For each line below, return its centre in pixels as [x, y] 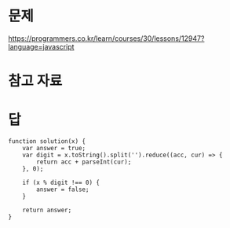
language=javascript [41, 46]
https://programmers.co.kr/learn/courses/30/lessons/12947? [106, 38]
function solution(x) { [47, 142]
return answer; [47, 210]
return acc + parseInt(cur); [84, 162]
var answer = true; [54, 149]
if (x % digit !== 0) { [61, 183]
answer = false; [63, 189]
